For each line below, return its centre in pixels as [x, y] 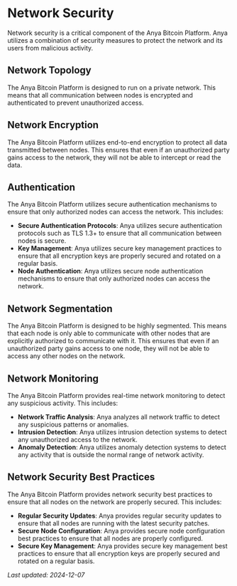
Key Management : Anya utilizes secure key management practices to [120, 248]
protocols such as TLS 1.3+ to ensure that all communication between [120, 234]
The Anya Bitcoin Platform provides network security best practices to [110, 494]
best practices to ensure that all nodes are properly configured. [110, 538]
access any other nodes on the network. [66, 356]
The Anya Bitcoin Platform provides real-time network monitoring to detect [116, 396]
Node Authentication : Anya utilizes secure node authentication [110, 271]
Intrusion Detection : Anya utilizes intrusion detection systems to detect [122, 432]
